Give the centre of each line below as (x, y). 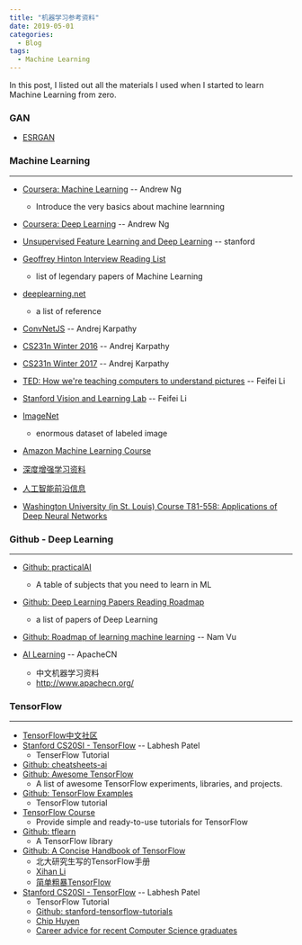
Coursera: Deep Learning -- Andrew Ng (96, 224)
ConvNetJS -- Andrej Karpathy (80, 328)
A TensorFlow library (74, 841)
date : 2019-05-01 (42, 26)
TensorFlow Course (59, 813)
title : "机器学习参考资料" (54, 18)
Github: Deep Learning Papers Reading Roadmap (113, 602)
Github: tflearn (49, 832)
